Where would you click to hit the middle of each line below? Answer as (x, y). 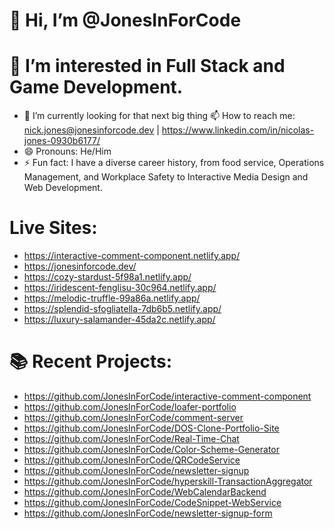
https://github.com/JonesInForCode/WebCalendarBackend (145, 492)
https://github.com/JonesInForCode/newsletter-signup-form (148, 513)
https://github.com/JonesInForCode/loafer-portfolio (130, 407)
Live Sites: (53, 228)
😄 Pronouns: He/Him (67, 151)
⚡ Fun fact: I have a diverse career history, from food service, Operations (174, 163)
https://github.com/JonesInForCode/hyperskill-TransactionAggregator (168, 481)
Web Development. (63, 188)
